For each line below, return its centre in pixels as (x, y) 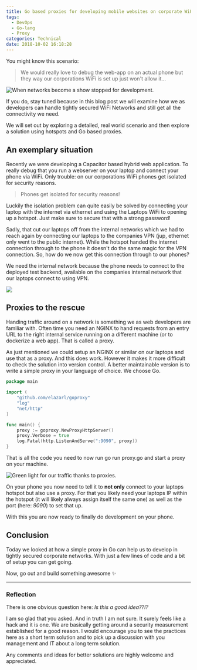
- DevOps (22, 22)
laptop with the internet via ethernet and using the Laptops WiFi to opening (96, 211)
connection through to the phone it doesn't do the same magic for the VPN (96, 248)
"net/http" (30, 409)
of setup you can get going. (40, 562)
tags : (13, 17)
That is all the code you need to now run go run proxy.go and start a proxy (96, 458)
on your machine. (27, 464)
